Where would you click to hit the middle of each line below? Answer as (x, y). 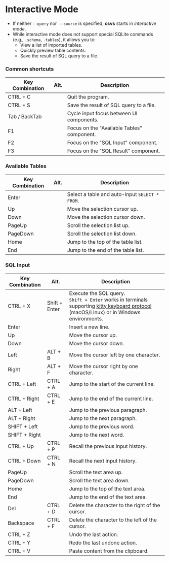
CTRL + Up (21, 446)
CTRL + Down (24, 460)
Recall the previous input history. (108, 446)
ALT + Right (22, 418)
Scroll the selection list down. (102, 234)
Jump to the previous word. (102, 426)
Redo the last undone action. (103, 543)
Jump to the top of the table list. (105, 242)
